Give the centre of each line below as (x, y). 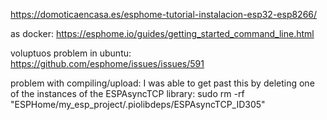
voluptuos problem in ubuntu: (71, 53)
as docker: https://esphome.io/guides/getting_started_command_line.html (162, 33)
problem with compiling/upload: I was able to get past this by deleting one (162, 83)
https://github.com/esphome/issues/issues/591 (107, 63)
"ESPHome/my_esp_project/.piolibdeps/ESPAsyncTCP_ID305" (138, 104)
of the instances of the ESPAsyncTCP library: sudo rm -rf (127, 93)
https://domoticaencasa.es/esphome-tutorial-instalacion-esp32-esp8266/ (164, 14)
